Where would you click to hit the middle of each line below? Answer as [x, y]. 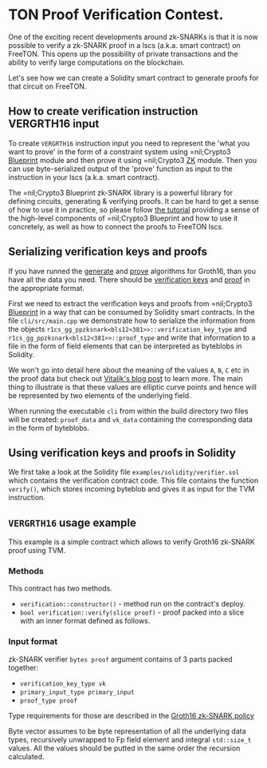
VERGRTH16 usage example [73, 522]
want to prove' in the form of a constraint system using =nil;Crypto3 [120, 151]
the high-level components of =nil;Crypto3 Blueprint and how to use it [123, 218]
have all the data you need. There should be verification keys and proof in [129, 279]
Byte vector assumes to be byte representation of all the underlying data [127, 731]
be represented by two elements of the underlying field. [100, 395]
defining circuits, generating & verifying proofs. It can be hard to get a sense [133, 201]
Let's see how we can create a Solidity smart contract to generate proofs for [133, 78]
